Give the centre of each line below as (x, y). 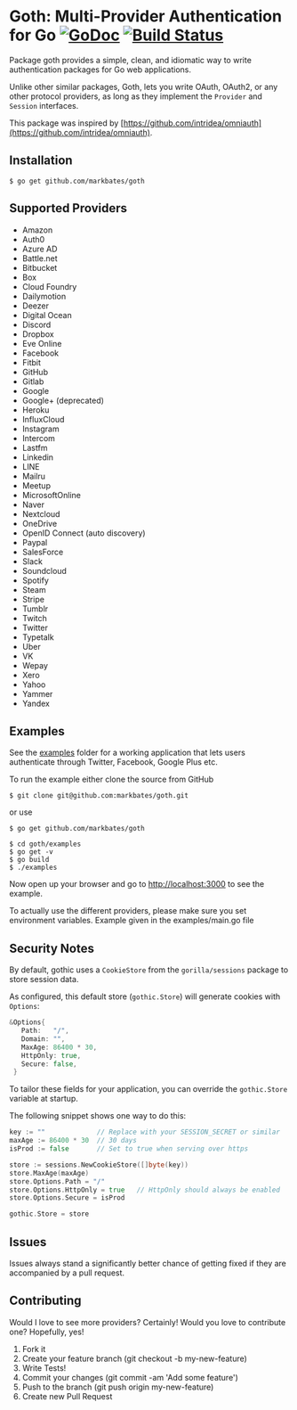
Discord (36, 324)
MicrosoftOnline (52, 495)
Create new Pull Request (67, 1396)
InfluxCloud (43, 419)
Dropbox (38, 334)
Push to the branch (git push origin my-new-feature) (118, 1387)
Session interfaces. (44, 105)
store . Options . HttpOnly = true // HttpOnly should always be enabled (144, 1190)
